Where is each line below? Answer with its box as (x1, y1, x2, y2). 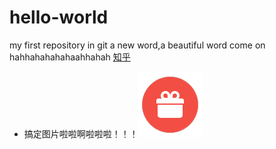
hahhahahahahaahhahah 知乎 (9, 51, 131, 63)
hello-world (9, 6, 109, 29)
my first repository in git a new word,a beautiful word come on (9, 39, 266, 51)
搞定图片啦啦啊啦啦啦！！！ (23, 127, 139, 140)
